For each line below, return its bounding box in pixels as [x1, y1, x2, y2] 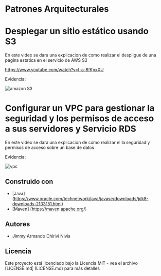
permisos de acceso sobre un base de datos [5, 145, 94, 150]
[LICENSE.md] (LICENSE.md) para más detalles [5, 265, 100, 271]
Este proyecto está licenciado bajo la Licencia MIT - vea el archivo [5, 260, 138, 266]
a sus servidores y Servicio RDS [5, 123, 136, 134]
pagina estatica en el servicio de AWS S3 [5, 57, 88, 63]
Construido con [5, 178, 54, 186]
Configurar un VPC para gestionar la [5, 103, 155, 114]
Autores [5, 220, 30, 228]
